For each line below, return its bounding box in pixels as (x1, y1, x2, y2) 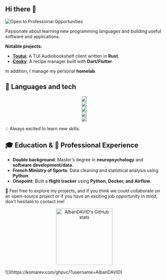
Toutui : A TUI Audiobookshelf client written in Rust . (12, 53, 119, 59)
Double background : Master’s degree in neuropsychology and (12, 157, 144, 163)
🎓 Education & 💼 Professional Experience (5, 141, 139, 150)
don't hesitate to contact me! (5, 199, 65, 205)
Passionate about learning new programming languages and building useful (5, 28, 161, 34)
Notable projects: (5, 43, 43, 49)
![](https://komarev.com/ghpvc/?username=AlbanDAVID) (5, 269, 122, 275)
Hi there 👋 (5, 5, 37, 14)
